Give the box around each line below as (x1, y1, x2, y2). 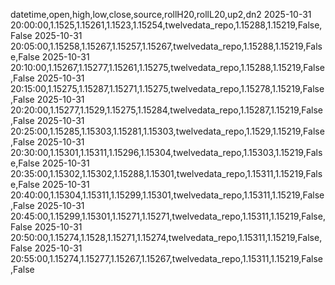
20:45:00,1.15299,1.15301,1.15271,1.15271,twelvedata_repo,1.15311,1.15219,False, (10, 210, 326, 222)
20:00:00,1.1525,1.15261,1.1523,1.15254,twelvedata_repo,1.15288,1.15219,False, (10, 19, 323, 31)
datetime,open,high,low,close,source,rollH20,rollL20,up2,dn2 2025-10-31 (10, 9, 312, 20)
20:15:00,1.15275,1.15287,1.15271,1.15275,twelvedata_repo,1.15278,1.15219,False (10, 83, 325, 94)
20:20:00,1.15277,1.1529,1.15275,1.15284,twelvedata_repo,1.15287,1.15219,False (10, 104, 324, 116)
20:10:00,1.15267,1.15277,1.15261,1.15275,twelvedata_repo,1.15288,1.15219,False (10, 62, 326, 73)
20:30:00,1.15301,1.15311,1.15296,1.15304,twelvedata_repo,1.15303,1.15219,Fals (10, 147, 323, 158)
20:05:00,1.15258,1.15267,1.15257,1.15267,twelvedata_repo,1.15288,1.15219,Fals (10, 40, 323, 52)
